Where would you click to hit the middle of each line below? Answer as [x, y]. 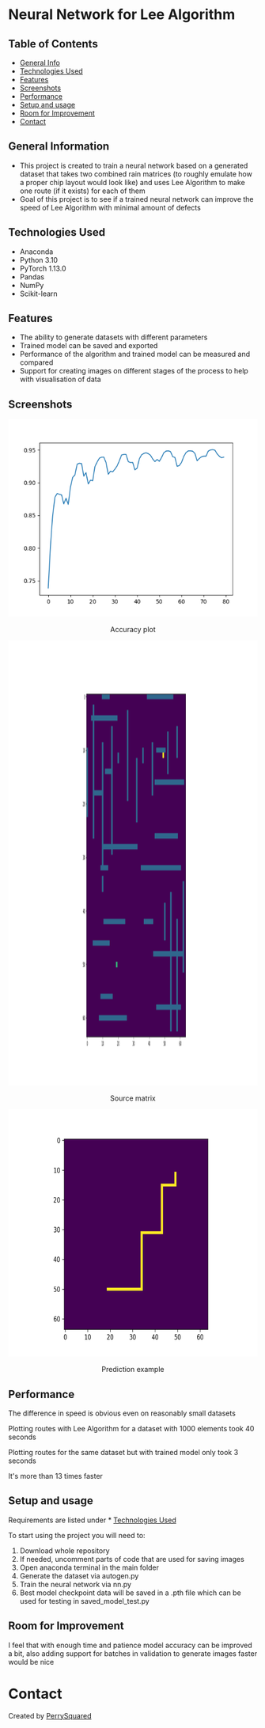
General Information [59, 147]
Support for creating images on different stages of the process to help [134, 371]
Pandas [32, 277]
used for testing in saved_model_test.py [85, 1601]
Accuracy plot [133, 630]
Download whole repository [64, 1550]
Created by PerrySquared [50, 1715]
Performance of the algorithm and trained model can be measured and [135, 354]
